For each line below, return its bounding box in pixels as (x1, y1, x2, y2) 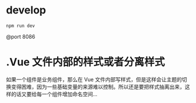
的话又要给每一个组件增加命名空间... (10, 90, 98, 97)
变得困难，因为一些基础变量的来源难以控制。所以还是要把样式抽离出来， (10, 83, 185, 90)
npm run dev (6, 23, 35, 29)
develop (6, 4, 47, 17)
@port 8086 (6, 33, 36, 40)
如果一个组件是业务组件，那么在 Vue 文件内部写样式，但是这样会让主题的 (6, 75, 182, 83)
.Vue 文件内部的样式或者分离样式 (6, 56, 165, 69)
